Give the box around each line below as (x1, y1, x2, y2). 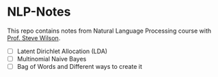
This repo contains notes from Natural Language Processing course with (7, 27, 212, 35)
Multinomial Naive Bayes (16, 55, 87, 63)
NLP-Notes (7, 4, 71, 20)
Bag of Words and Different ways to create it (16, 63, 142, 71)
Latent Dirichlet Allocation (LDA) (16, 47, 108, 55)
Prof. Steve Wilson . (7, 33, 61, 42)
